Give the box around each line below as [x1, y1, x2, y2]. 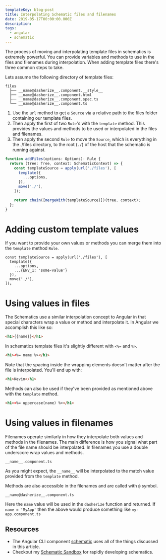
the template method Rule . [5, 245, 59, 251]
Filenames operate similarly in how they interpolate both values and [5, 433, 143, 440]
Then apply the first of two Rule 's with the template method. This [12, 120, 145, 126]
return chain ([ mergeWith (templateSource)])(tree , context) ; [14, 197, 141, 203]
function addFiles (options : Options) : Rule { [5, 156, 101, 161]
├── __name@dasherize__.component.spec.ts [9, 96, 99, 102]
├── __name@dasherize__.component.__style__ [9, 88, 103, 93]
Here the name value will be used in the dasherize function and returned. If [5, 501, 156, 507]
